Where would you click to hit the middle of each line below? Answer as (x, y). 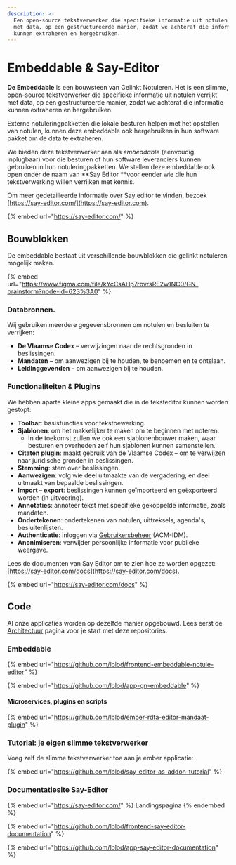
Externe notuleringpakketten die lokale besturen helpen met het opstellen (113, 124)
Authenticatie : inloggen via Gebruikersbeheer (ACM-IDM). (103, 535)
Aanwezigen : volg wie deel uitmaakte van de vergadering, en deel (113, 475)
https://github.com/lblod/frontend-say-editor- (120, 826)
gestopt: (19, 409)
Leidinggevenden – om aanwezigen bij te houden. (90, 369)
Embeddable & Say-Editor (84, 68)
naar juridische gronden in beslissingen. (75, 460)
